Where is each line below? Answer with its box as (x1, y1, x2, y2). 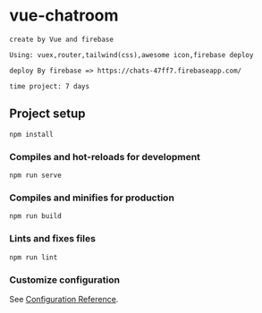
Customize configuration (9, 274, 121, 286)
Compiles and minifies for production (9, 191, 174, 204)
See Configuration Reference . (9, 293, 119, 304)
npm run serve (9, 171, 63, 180)
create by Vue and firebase (9, 35, 114, 44)
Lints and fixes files (9, 233, 97, 245)
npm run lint (9, 252, 58, 262)
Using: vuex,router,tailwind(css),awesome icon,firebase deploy (9, 50, 254, 59)
